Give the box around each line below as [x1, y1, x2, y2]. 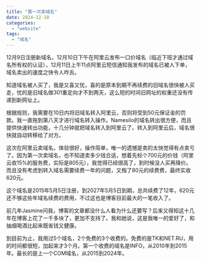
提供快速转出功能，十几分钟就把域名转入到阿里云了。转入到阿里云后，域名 [6, 124, 190, 131]
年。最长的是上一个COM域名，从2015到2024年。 [6, 249, 127, 257]
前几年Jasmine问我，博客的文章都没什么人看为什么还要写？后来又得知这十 [6, 207, 190, 214]
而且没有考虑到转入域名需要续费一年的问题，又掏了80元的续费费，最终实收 [6, 167, 191, 173]
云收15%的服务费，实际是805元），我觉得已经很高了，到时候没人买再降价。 [6, 159, 191, 166]
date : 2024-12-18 [6, 14, 50, 20]
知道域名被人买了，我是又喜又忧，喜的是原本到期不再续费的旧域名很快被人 [6, 81, 190, 89]
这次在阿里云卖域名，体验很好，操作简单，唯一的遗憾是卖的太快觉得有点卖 [6, 144, 190, 151]
